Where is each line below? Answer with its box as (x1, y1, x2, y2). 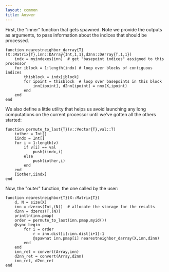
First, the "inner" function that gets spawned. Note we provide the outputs (5, 26, 162, 32)
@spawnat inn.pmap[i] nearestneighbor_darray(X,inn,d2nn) (32, 235, 160, 241)
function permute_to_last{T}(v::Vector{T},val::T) (5, 126, 116, 132)
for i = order (24, 227, 54, 232)
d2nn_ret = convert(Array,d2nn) (14, 253, 84, 259)
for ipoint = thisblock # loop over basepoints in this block (24, 79, 162, 84)
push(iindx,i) (32, 149, 63, 154)
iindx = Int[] (14, 136, 45, 141)
